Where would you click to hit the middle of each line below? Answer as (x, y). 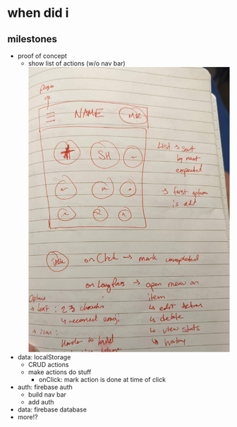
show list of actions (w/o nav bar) (77, 63)
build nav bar (47, 395)
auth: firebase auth (45, 387)
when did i (38, 13)
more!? (28, 417)
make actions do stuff (60, 372)
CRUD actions (48, 365)
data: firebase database (52, 409)
